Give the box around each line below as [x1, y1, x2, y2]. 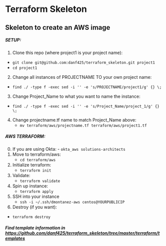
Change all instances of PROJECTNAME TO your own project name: [12, 74, 152, 80]
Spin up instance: [12, 183, 48, 189]
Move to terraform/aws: [12, 151, 61, 157]
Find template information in [5, 225, 66, 231]
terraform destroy [12, 214, 51, 219]
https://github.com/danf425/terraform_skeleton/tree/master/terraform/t [5, 230, 160, 236]
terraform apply [19, 189, 54, 194]
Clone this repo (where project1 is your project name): [12, 50, 123, 56]
